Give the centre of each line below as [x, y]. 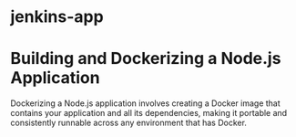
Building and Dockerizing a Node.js [146, 59]
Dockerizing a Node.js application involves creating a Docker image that [145, 103]
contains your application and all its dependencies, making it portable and [149, 113]
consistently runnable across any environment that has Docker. [128, 123]
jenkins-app [57, 17]
